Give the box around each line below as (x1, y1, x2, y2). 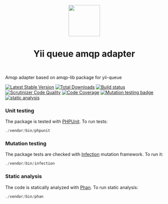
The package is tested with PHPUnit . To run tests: (5, 118, 108, 124)
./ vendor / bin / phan (5, 194, 44, 199)
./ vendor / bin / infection (5, 161, 55, 166)
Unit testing (5, 107, 35, 114)
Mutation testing (5, 140, 47, 147)
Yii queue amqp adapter (33, 48, 135, 59)
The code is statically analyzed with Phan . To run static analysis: (5, 184, 138, 190)
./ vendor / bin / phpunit (5, 128, 51, 133)
